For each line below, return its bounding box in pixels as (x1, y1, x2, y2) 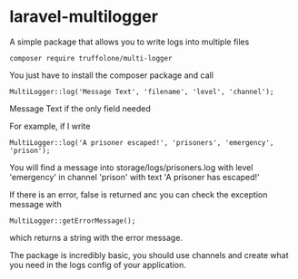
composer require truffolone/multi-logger (9, 53, 173, 63)
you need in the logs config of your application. (9, 259, 186, 270)
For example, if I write (9, 120, 91, 131)
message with (9, 198, 62, 209)
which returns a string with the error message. (9, 232, 184, 243)
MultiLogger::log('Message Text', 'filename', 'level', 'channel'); (9, 87, 274, 96)
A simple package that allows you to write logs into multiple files (9, 36, 250, 47)
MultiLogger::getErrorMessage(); (9, 216, 136, 226)
